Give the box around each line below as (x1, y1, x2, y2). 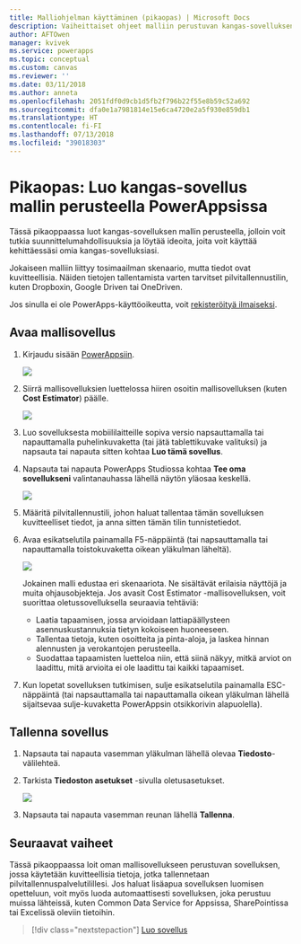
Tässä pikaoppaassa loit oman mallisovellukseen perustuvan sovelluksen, (9, 860, 280, 870)
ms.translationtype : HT (9, 113, 99, 122)
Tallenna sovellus (9, 724, 109, 739)
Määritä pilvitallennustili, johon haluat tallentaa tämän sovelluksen (21, 507, 264, 517)
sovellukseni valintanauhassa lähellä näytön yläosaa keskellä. (21, 472, 251, 483)
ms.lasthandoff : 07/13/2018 (9, 130, 115, 139)
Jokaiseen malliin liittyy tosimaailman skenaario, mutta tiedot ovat (9, 262, 251, 273)
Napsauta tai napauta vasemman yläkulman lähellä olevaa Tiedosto (21, 748, 272, 759)
